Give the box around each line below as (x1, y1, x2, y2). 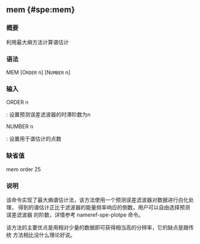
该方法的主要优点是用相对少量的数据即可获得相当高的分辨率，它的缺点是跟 (6, 224, 189, 231)
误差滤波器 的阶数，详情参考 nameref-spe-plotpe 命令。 (6, 211, 144, 218)
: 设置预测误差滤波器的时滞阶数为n (6, 111, 91, 118)
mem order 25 (6, 165, 41, 172)
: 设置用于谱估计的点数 (6, 135, 61, 143)
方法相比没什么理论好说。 (12, 231, 76, 238)
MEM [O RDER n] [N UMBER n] (6, 69, 71, 76)
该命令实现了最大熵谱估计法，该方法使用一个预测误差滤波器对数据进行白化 (6, 196, 189, 203)
